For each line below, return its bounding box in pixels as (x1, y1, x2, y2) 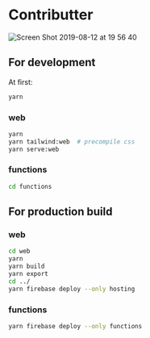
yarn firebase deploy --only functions (8, 322, 143, 330)
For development (8, 56, 96, 69)
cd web (8, 248, 31, 256)
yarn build (8, 262, 45, 271)
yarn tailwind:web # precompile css (8, 137, 135, 146)
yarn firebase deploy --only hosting (8, 285, 135, 293)
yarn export (8, 270, 48, 278)
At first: (8, 77, 33, 86)
